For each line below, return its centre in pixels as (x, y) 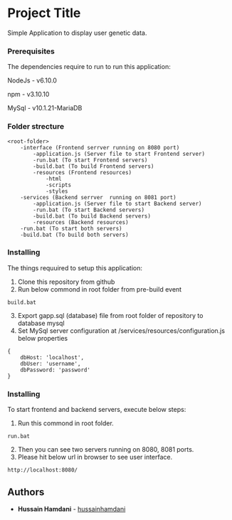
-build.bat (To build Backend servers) (92, 216)
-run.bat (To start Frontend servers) (90, 160)
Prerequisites (31, 51)
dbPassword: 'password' (56, 370)
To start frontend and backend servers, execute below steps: (97, 410)
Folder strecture (36, 127)
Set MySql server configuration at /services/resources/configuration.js (121, 330)
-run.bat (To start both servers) (71, 228)
